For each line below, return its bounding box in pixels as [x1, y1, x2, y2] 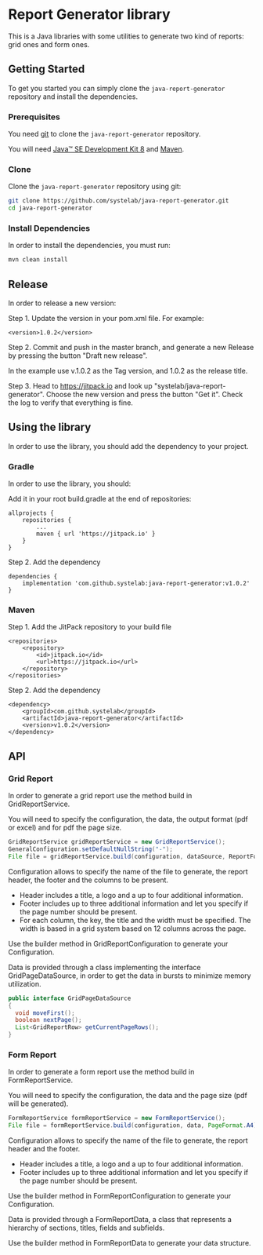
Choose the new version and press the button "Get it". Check [45, 390, 243, 399]
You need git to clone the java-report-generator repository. [8, 130, 201, 139]
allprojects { [8, 509, 55, 517]
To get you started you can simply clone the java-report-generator [8, 83, 225, 93]
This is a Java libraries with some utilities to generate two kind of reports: [8, 31, 244, 41]
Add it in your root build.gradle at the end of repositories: [8, 494, 192, 504]
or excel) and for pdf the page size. [8, 823, 122, 833]
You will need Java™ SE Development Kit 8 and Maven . [8, 144, 185, 154]
